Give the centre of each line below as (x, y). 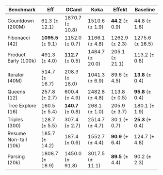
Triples (15, 119)
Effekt (120, 9)
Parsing (16, 156)
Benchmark (22, 9)
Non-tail (17, 139)
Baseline (145, 9)
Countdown (21, 21)
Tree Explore (22, 105)
